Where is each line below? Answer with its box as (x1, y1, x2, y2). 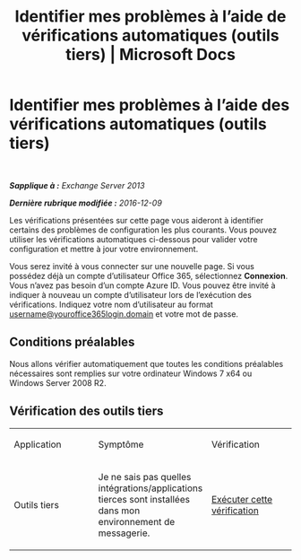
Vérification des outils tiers (9, 404, 164, 419)
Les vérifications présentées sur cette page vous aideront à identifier (9, 214, 264, 225)
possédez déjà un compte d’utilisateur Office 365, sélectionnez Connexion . (9, 270, 288, 281)
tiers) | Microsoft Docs (65, 45, 236, 65)
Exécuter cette (211, 493, 273, 505)
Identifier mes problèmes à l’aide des (9, 95, 290, 116)
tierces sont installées (98, 493, 191, 505)
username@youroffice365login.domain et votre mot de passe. (9, 308, 239, 319)
